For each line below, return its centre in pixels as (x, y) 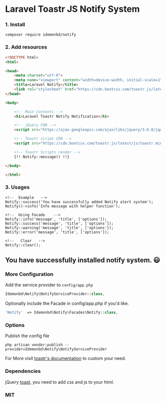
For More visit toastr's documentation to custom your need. (65, 359)
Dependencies (23, 371)
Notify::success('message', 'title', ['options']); (59, 223)
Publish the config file (27, 336)
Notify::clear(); (23, 245)
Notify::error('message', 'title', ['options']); (57, 232)
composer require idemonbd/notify (41, 35)
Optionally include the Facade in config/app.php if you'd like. (67, 303)
